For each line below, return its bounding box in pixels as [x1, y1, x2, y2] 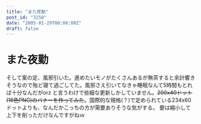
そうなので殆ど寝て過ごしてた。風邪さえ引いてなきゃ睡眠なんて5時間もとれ [6, 81, 193, 89]
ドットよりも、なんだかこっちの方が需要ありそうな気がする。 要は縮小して [6, 104, 191, 111]
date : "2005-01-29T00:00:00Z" [6, 20, 82, 26]
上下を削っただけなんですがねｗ [6, 111, 85, 119]
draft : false [6, 25, 39, 32]
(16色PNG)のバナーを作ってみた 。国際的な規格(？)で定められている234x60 [6, 96, 192, 104]
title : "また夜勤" [6, 8, 49, 15]
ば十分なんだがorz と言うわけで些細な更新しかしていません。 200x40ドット [6, 89, 193, 96]
